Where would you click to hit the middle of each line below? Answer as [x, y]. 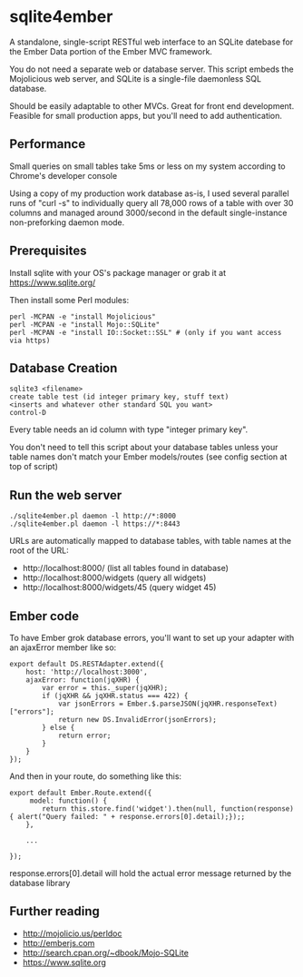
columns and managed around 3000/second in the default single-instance [148, 212]
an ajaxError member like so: [63, 647]
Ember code [44, 616]
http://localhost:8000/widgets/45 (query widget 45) [119, 587]
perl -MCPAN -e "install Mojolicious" [83, 316]
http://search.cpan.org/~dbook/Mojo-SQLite [105, 952]
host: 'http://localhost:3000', [87, 672]
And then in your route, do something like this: [96, 776]
